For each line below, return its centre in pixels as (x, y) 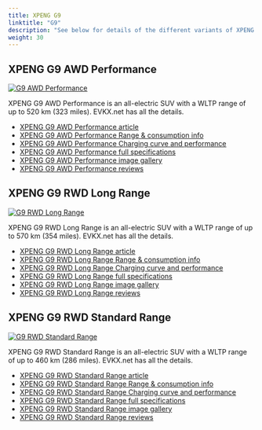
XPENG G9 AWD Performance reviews (82, 169)
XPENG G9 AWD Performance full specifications (98, 152)
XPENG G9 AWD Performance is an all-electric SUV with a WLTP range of (127, 104)
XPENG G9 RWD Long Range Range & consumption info (110, 259)
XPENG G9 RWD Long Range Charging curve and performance (121, 267)
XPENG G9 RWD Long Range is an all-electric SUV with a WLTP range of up (131, 227)
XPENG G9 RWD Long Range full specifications (96, 276)
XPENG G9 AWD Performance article (79, 127)
